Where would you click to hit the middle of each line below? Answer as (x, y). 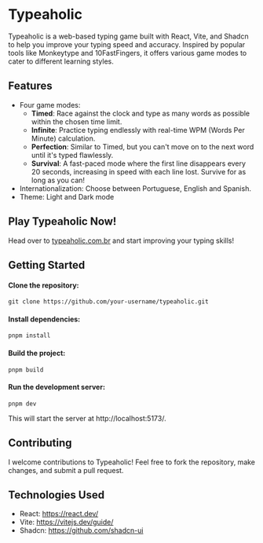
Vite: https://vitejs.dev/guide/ (66, 522)
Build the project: (37, 353)
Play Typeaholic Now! (62, 222)
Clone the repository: (44, 285)
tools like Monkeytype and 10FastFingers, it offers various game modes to (128, 53)
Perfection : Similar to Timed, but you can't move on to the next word (142, 146)
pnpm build (26, 370)
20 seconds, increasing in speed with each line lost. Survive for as (139, 171)
